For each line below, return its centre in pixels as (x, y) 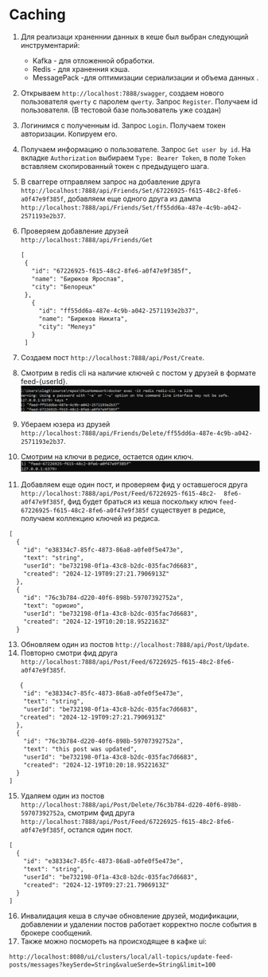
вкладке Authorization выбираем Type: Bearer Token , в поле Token (133, 158)
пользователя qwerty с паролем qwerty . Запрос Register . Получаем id (139, 101)
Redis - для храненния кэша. (81, 69)
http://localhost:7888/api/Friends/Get (87, 240)
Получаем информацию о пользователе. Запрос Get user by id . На (136, 149)
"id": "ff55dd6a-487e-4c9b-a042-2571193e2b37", (119, 311)
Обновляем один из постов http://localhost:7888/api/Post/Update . (135, 645)
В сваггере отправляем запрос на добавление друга (111, 182)
